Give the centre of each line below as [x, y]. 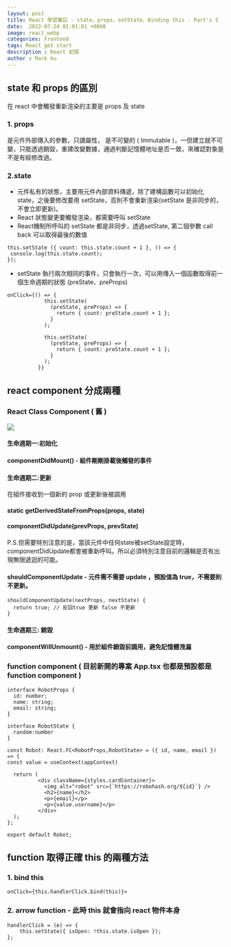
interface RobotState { [41, 726]
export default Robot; [40, 835]
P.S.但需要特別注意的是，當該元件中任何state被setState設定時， [98, 543]
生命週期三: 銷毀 [30, 630]
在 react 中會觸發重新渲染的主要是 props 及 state [76, 106]
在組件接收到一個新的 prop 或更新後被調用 [67, 495]
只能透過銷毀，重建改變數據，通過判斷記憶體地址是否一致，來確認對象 [118, 148]
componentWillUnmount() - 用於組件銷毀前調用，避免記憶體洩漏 [99, 647]
